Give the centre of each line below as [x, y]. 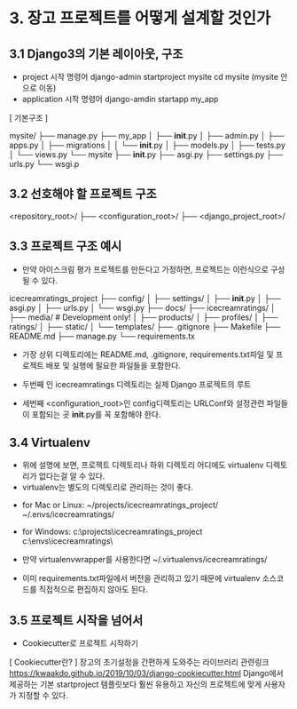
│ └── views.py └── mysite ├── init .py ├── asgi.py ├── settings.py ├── [146, 155]
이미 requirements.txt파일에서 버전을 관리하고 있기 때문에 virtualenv [141, 578]
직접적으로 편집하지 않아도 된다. [93, 590]
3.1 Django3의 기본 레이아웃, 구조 [96, 54]
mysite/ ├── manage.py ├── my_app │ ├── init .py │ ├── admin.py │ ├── [147, 135]
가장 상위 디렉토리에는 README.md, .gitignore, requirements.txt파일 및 [148, 354]
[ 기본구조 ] [29, 118]
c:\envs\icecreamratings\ [67, 541]
